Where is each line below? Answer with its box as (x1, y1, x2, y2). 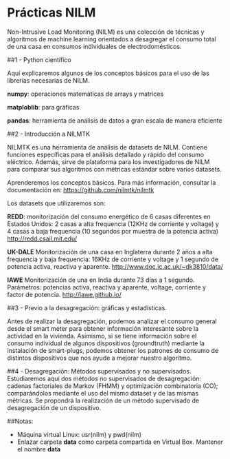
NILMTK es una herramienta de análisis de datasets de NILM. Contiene (7, 143, 208, 151)
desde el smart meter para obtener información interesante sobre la (7, 324, 199, 332)
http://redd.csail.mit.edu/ (7, 234, 78, 243)
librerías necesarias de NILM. (7, 76, 90, 84)
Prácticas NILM (7, 5, 96, 21)
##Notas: (7, 417, 34, 425)
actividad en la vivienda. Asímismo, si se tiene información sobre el (7, 331, 197, 340)
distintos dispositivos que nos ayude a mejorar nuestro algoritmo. (7, 354, 192, 362)
